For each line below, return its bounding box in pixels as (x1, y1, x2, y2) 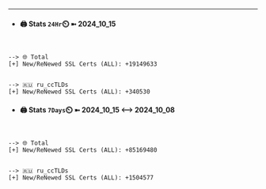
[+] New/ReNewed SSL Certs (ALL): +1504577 (8, 174, 154, 182)
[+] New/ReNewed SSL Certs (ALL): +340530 (8, 88, 150, 96)
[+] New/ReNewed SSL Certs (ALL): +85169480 (8, 146, 158, 154)
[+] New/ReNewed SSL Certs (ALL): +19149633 (8, 60, 158, 68)
